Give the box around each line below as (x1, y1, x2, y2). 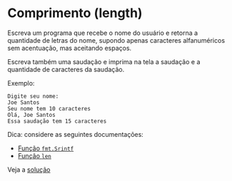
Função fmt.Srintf (17, 144, 74, 152)
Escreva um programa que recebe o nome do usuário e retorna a (7, 29, 198, 37)
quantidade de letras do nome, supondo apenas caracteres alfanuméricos (7, 36, 226, 44)
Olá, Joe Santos (7, 111, 56, 118)
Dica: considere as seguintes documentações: (7, 130, 144, 138)
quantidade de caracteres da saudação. (7, 65, 125, 73)
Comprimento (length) (7, 5, 143, 21)
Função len (17, 151, 51, 160)
